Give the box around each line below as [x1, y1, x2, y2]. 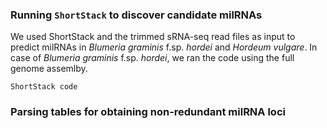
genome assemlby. [10, 63, 88, 75]
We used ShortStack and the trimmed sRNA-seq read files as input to [10, 31, 296, 43]
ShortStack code [10, 82, 78, 92]
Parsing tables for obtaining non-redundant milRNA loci [10, 105, 286, 119]
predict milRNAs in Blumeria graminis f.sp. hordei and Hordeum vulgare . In [10, 41, 318, 53]
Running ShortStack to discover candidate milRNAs [10, 8, 263, 22]
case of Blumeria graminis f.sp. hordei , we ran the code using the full [10, 52, 295, 64]
